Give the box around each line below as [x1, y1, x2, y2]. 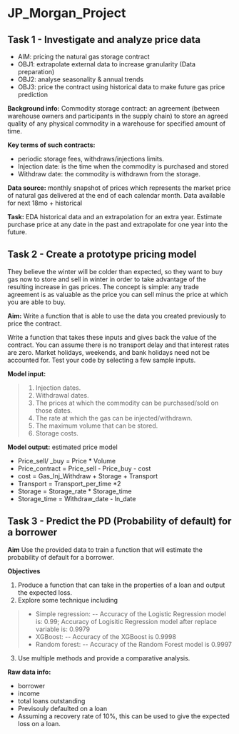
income [17, 689, 41, 698]
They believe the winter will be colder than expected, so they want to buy [7, 267, 223, 276]
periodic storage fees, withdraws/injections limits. [17, 155, 164, 163]
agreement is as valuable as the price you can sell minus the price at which [7, 290, 228, 298]
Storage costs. [35, 428, 78, 437]
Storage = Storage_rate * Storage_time [17, 487, 132, 496]
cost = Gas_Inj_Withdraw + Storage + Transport [17, 471, 158, 480]
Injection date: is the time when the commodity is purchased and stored [17, 162, 229, 171]
